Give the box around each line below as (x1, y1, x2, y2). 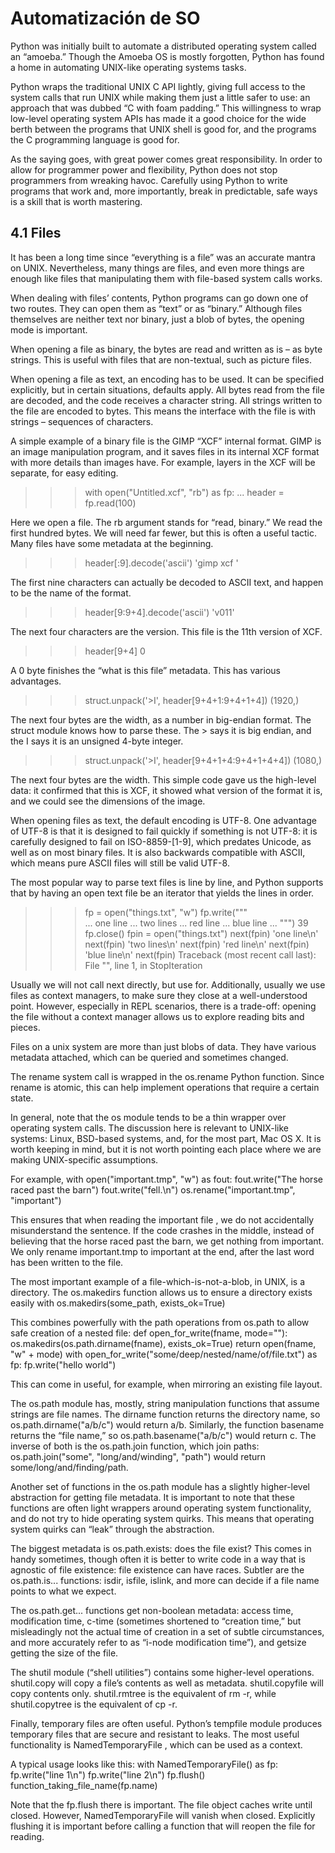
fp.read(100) (84, 497, 137, 509)
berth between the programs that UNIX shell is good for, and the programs (10, 123, 317, 135)
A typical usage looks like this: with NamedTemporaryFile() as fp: (10, 1758, 279, 1770)
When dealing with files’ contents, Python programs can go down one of (10, 292, 309, 304)
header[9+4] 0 (84, 645, 146, 657)
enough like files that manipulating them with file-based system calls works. (10, 272, 323, 284)
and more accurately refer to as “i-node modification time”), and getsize (10, 1636, 307, 1648)
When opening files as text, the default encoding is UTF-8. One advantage (10, 814, 317, 826)
